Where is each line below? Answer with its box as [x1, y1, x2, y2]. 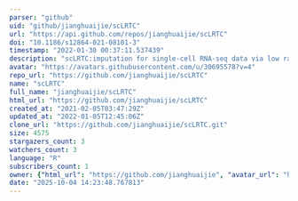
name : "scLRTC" [9, 79, 66, 88]
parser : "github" [9, 12, 74, 22]
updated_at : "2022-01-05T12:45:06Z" [9, 112, 145, 121]
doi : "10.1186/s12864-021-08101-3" [9, 37, 141, 47]
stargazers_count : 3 [9, 137, 86, 146]
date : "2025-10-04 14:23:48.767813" [9, 179, 145, 188]
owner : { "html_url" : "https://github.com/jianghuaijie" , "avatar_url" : [9, 170, 279, 179]
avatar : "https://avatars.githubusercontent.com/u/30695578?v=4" [9, 63, 255, 72]
